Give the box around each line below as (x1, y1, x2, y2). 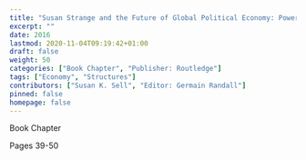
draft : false (9, 47, 59, 56)
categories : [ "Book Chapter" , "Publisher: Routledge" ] (9, 65, 222, 74)
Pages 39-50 (9, 140, 59, 151)
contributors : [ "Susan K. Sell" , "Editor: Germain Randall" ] (9, 81, 247, 90)
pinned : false (9, 89, 64, 98)
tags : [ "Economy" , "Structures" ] (9, 73, 137, 82)
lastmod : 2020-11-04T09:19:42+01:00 (9, 38, 148, 48)
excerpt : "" (9, 22, 55, 31)
